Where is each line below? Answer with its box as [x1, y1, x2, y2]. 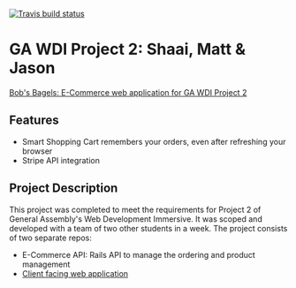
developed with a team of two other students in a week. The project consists [9, 223, 288, 233]
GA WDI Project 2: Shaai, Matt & [9, 40, 246, 59]
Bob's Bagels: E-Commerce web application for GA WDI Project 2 [9, 87, 247, 97]
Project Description [9, 181, 118, 196]
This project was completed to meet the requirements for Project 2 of [9, 204, 262, 215]
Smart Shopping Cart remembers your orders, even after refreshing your [21, 136, 286, 147]
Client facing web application [21, 268, 129, 278]
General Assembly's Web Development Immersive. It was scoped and [9, 213, 262, 224]
